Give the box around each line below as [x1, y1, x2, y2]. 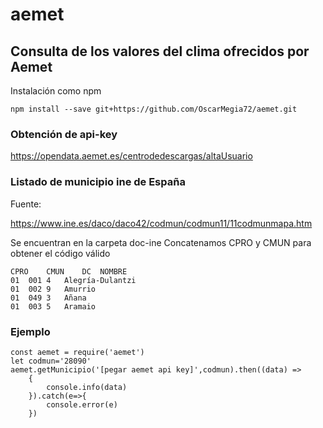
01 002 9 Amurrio [10, 284, 97, 294]
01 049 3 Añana [10, 293, 87, 303]
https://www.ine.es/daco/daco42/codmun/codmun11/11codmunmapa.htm [10, 217, 313, 229]
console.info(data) [46, 382, 128, 392]
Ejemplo [10, 324, 51, 338]
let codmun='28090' [10, 356, 92, 366]
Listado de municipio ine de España [10, 175, 186, 189]
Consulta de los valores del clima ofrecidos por [10, 43, 310, 60]
